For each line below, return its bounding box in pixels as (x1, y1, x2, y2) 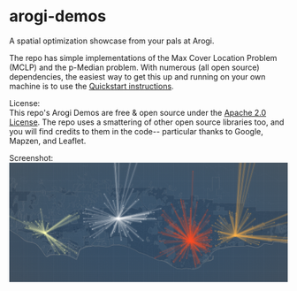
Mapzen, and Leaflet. (9, 135, 87, 146)
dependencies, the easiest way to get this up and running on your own (9, 71, 266, 81)
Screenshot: (9, 152, 54, 163)
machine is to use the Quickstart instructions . (9, 80, 174, 91)
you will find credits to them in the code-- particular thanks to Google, (9, 126, 263, 136)
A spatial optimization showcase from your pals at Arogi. (9, 35, 215, 46)
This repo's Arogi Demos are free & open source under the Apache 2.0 (9, 107, 267, 118)
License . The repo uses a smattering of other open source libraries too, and (9, 117, 285, 127)
